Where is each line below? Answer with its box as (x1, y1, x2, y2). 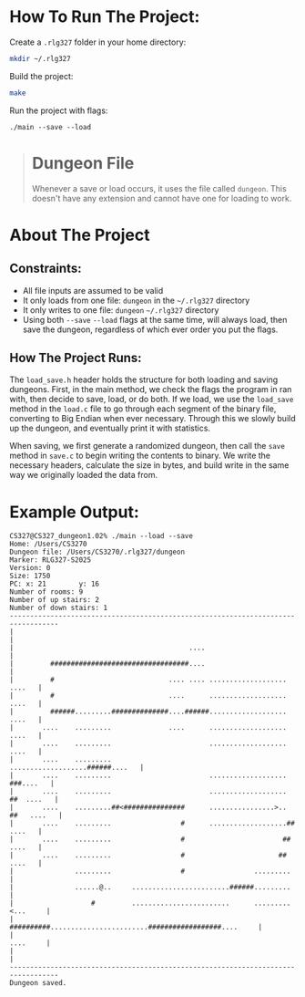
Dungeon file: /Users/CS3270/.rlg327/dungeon (9, 547, 185, 557)
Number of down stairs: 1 (9, 604, 107, 613)
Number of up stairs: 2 (9, 596, 100, 605)
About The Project (9, 224, 150, 245)
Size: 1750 (9, 572, 51, 581)
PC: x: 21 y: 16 (9, 579, 100, 589)
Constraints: (9, 261, 82, 276)
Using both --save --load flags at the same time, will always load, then (22, 314, 288, 325)
